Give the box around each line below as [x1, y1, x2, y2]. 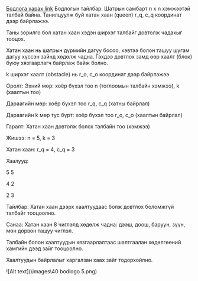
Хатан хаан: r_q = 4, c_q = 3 [6, 146, 75, 153]
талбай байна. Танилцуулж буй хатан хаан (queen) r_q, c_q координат [6, 11, 182, 18]
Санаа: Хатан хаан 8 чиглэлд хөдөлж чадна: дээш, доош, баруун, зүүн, [6, 221, 186, 228]
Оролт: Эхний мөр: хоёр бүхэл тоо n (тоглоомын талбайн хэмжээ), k [6, 82, 180, 89]
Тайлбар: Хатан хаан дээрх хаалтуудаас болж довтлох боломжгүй [6, 204, 174, 210]
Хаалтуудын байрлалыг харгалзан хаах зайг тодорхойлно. [6, 257, 153, 263]
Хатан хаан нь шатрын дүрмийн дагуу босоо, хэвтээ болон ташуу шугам [6, 47, 190, 54]
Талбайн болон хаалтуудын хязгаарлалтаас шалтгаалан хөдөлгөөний [6, 239, 181, 246]
